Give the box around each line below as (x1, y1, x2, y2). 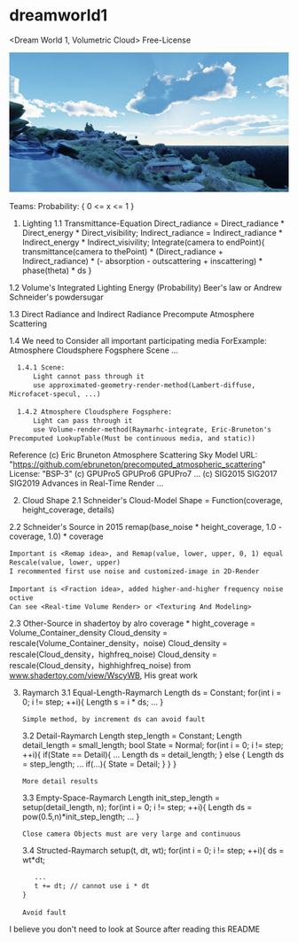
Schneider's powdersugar (9, 292, 104, 302)
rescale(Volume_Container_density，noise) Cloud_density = (9, 637, 228, 648)
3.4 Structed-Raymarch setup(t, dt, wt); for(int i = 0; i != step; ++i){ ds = (21, 845, 285, 855)
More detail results (21, 776, 98, 785)
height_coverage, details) (21, 504, 115, 515)
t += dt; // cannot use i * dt (34, 881, 150, 891)
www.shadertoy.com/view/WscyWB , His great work (9, 670, 198, 681)
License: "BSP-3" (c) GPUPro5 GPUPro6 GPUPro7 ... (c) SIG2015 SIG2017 (9, 468, 278, 479)
